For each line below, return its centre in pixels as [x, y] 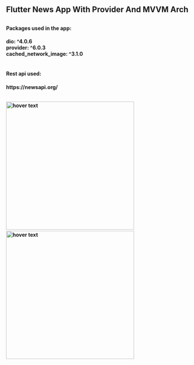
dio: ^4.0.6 [19, 42]
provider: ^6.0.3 [26, 48]
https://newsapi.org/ [32, 87]
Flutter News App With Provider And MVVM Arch [97, 10]
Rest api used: [24, 73]
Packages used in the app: [39, 28]
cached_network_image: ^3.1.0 [45, 54]
